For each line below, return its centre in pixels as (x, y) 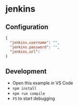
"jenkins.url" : (25, 52)
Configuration (27, 27)
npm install (24, 88)
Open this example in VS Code (43, 83)
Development (26, 71)
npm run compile (29, 94)
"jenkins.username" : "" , (35, 42)
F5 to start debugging (33, 99)
